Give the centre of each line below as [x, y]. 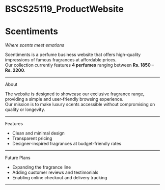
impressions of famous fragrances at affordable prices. [61, 60]
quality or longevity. [25, 109]
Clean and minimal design [38, 133]
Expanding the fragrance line [41, 167]
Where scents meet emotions [35, 45]
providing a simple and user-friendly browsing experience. [64, 99]
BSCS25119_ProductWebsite [64, 9]
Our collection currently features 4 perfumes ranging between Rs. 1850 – [80, 65]
